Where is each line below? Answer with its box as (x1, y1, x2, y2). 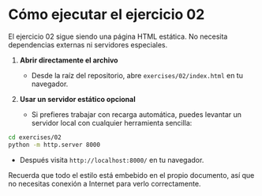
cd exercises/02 (8, 133, 62, 141)
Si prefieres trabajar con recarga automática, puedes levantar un (31, 109, 242, 119)
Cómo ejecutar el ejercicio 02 (8, 6, 205, 24)
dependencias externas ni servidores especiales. (8, 40, 168, 49)
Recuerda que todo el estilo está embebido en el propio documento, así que (8, 170, 255, 179)
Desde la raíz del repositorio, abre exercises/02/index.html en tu (31, 70, 243, 80)
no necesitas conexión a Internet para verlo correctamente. (8, 179, 201, 188)
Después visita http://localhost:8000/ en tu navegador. (19, 155, 204, 164)
